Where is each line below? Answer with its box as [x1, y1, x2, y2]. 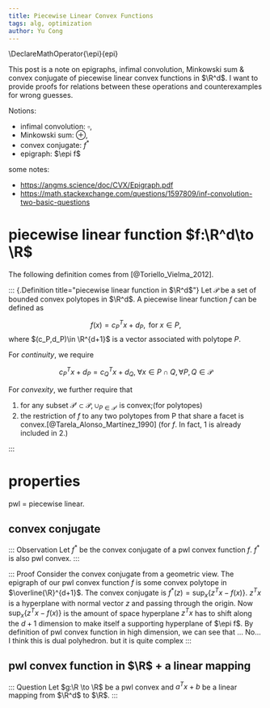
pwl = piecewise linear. [8, 499, 85, 508]
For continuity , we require [8, 350, 95, 360]
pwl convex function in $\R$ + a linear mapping [8, 660, 251, 673]
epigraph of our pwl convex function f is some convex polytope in [8, 578, 228, 588]
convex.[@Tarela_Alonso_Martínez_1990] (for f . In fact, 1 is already [19, 419, 242, 429]
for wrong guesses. [8, 91, 74, 100]
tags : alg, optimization [8, 19, 92, 27]
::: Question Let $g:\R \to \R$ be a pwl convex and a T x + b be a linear [8, 681, 238, 692]
